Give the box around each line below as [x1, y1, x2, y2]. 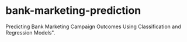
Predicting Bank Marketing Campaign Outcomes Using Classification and [5, 23, 182, 30]
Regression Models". [5, 29, 56, 36]
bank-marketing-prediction [5, 4, 141, 17]
